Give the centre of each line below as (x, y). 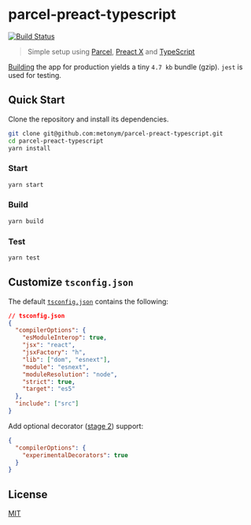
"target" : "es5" (49, 389)
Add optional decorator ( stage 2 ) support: (76, 426)
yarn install (30, 148)
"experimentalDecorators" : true (75, 455)
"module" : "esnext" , (56, 367)
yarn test (24, 258)
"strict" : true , (49, 382)
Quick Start (37, 100)
